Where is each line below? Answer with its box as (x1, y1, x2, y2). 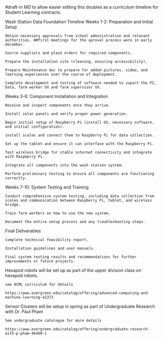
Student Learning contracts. (5, 9, 62, 15)
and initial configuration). (5, 124, 65, 129)
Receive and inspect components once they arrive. (5, 103, 111, 108)
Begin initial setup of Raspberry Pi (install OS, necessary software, (5, 120, 154, 125)
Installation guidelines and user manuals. (5, 246, 95, 251)
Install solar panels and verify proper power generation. (5, 112, 128, 116)
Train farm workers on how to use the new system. (5, 211, 111, 216)
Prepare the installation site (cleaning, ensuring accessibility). (5, 59, 148, 64)
